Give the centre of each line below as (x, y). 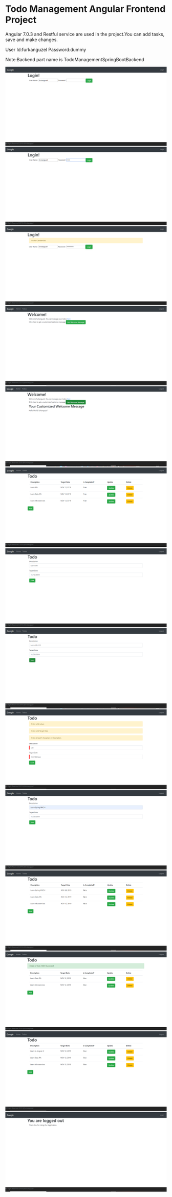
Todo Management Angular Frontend (85, 9)
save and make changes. (31, 40)
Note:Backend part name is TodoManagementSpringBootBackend (75, 59)
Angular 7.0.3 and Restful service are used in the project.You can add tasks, (85, 34)
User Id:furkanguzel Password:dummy (46, 49)
